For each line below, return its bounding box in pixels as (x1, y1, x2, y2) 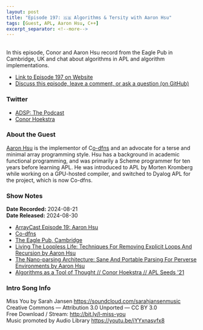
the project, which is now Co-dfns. (6, 177, 93, 184)
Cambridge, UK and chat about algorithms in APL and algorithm (6, 55, 165, 62)
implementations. (6, 62, 50, 69)
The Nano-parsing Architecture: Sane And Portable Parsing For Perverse (15, 256, 197, 263)
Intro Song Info (6, 284, 52, 292)
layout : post (6, 8, 39, 15)
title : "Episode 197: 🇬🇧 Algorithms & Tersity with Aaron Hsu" (6, 15, 172, 21)
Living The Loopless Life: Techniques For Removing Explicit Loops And (15, 243, 192, 251)
